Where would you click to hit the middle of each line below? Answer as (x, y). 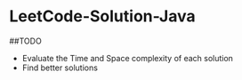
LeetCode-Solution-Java (102, 16)
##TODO (25, 41)
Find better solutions (60, 68)
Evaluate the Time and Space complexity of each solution (128, 58)
